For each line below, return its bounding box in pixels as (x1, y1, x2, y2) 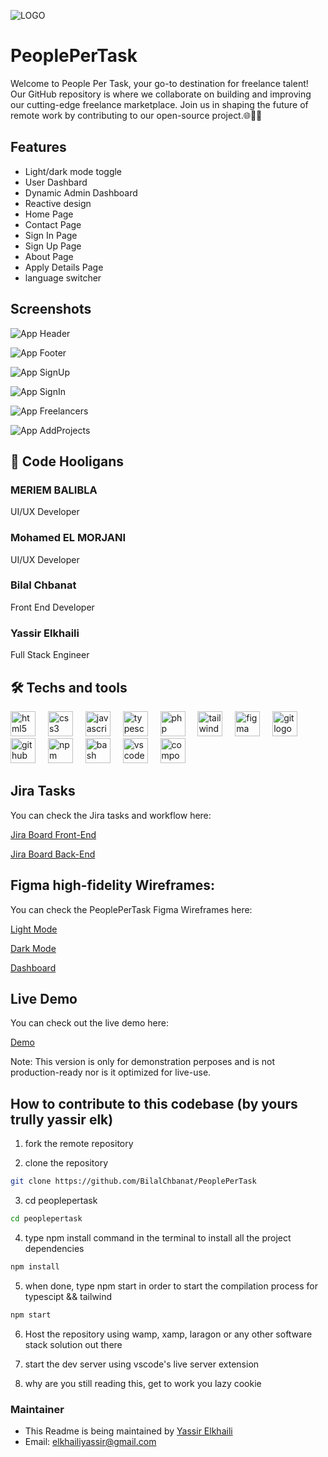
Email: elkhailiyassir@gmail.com (24, 1436, 157, 1447)
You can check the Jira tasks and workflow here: (10, 809, 212, 821)
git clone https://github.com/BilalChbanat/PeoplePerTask (10, 1176, 257, 1187)
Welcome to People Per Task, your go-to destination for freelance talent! (10, 77, 309, 89)
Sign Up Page (24, 240, 82, 252)
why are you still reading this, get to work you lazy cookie (24, 1377, 262, 1389)
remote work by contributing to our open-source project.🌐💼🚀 (10, 109, 263, 121)
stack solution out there (24, 1338, 123, 1350)
